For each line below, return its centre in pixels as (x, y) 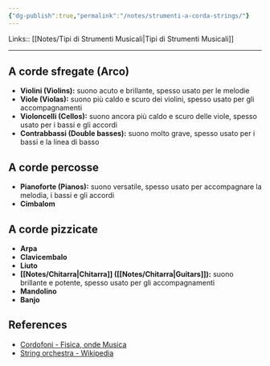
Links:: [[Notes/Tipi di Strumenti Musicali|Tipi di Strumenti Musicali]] (121, 39)
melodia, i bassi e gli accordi (67, 195)
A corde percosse (53, 167)
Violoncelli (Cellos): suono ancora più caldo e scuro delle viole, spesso (138, 117)
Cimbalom (37, 204)
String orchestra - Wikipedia (67, 353)
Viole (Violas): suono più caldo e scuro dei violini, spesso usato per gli (137, 99)
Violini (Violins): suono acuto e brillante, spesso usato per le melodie (135, 91)
